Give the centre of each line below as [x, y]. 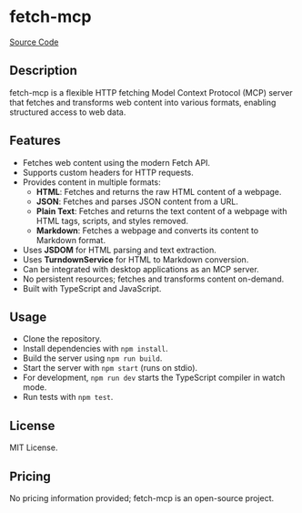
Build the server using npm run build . [92, 358]
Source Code [34, 42]
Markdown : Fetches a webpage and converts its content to [147, 231]
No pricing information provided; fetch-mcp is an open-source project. [142, 498]
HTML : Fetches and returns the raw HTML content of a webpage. [159, 191]
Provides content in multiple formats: [91, 182]
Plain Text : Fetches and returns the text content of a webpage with [161, 210]
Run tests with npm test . [68, 397]
